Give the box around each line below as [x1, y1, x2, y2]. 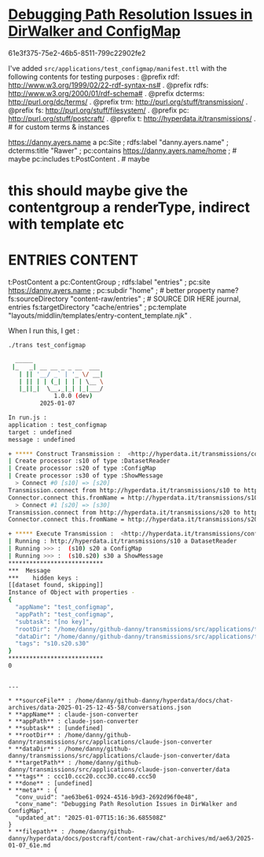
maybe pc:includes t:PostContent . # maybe [8, 154, 151, 163]
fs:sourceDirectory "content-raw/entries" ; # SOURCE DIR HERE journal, [8, 294, 241, 304]
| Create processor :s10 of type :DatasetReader [8, 457, 170, 466]
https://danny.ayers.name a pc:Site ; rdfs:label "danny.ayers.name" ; [8, 137, 229, 147]
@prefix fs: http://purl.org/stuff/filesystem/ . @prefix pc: [8, 105, 190, 115]
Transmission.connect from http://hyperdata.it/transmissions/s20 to [8, 508, 241, 517]
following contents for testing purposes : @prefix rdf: [8, 72, 180, 81]
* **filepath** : [8, 827, 65, 836]
